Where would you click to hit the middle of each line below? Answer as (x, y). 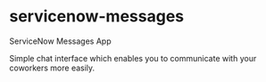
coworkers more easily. (52, 68)
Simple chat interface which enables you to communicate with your (133, 58)
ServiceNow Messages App (60, 41)
